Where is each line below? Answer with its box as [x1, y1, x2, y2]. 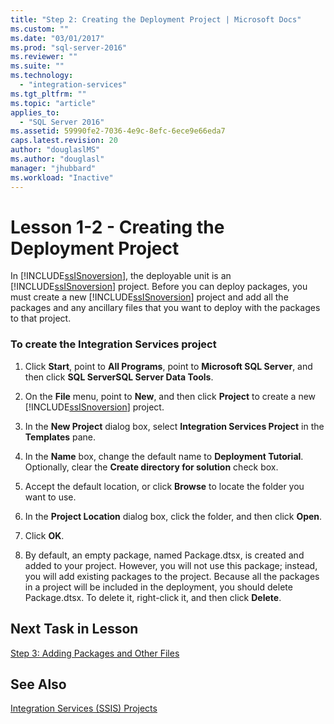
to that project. [10, 312, 72, 325]
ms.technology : [10, 71, 74, 81]
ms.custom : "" [10, 24, 70, 34]
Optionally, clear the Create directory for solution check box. [24, 461, 279, 473]
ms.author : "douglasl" [10, 154, 105, 164]
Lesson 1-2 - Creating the [10, 216, 225, 238]
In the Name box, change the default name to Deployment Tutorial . [24, 450, 304, 462]
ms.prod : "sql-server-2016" [10, 42, 128, 53]
